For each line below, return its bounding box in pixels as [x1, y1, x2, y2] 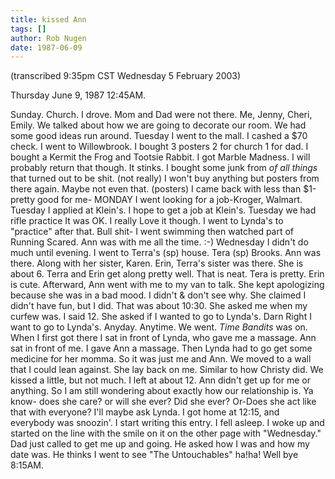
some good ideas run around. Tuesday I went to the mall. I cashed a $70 [10, 130, 308, 142]
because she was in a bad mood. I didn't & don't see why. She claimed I [10, 289, 307, 301]
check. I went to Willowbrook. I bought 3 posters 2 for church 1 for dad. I [10, 141, 309, 153]
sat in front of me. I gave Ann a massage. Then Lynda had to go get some [10, 342, 313, 355]
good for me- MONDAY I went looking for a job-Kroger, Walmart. [37, 194, 303, 206]
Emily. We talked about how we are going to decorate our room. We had [10, 119, 307, 131]
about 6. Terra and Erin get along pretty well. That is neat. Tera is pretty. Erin [10, 268, 325, 280]
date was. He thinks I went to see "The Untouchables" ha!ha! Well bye [10, 449, 299, 461]
